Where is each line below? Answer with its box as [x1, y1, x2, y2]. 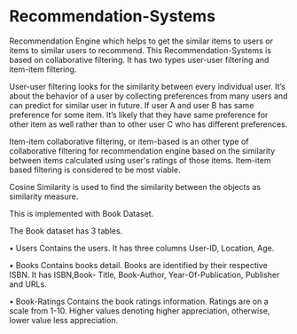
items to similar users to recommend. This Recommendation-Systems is [9, 44, 272, 55]
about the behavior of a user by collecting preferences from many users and [9, 91, 288, 101]
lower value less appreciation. [9, 314, 118, 325]
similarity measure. [9, 191, 79, 202]
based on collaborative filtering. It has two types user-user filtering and [9, 54, 270, 65]
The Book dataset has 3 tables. [9, 225, 123, 236]
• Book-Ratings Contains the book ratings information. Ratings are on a [9, 296, 269, 306]
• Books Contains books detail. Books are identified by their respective [9, 259, 268, 270]
